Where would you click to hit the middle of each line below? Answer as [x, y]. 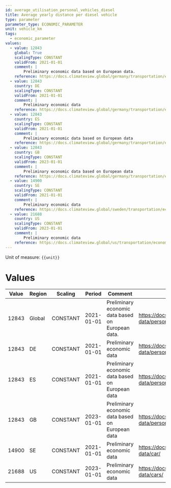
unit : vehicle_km [24, 29]
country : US [27, 219]
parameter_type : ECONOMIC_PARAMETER [44, 24]
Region [38, 294]
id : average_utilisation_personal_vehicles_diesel [60, 10]
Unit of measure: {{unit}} [33, 257]
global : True [28, 53]
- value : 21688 [26, 214]
